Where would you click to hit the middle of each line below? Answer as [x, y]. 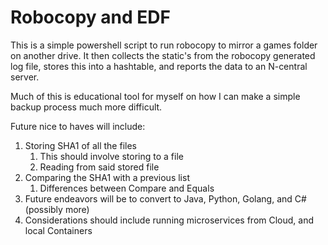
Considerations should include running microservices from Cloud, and [169, 220]
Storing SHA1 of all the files [80, 145]
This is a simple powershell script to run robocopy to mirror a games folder [164, 45]
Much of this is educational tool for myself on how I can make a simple [155, 96]
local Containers [58, 230]
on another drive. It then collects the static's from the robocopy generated [163, 55]
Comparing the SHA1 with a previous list [107, 177]
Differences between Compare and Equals [127, 188]
